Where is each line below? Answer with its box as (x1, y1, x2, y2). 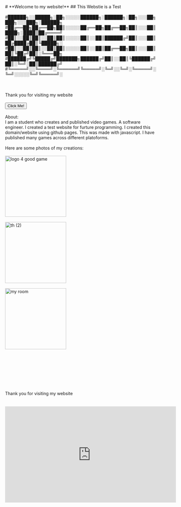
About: (5, 114, 19, 120)
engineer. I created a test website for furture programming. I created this (5, 125, 151, 130)
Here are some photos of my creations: (5, 145, 84, 151)
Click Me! (7, 104, 24, 108)
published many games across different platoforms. (5, 135, 109, 140)
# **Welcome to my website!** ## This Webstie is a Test (5, 4, 121, 9)
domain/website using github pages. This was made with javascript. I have (5, 129, 155, 135)
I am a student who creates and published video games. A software (5, 119, 141, 125)
